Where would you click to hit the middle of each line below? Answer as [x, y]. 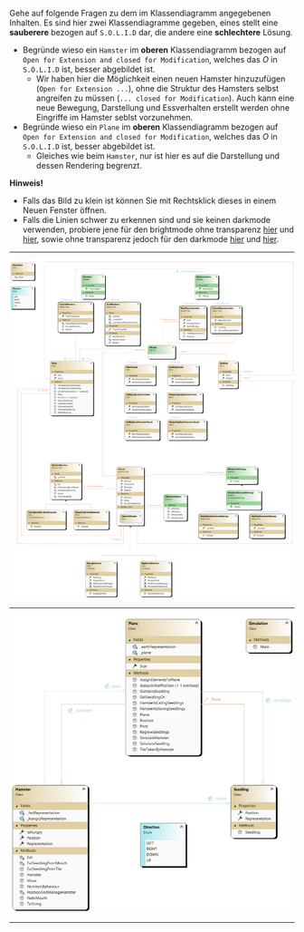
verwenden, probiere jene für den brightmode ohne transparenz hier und [158, 229]
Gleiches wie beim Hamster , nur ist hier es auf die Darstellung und [158, 156]
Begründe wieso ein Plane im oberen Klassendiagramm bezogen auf [150, 127]
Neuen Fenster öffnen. [64, 210]
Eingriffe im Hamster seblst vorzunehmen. [114, 117]
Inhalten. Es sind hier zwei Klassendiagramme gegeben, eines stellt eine [144, 23]
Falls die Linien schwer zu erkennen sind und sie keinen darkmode [147, 220]
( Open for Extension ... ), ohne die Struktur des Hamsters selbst [157, 88]
